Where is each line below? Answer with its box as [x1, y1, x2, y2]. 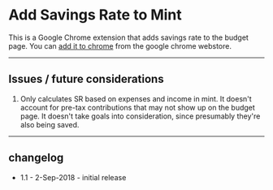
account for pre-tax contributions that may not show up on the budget [19, 102, 256, 112]
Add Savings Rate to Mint [8, 6, 183, 24]
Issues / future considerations [8, 72, 164, 86]
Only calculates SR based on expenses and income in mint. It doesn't [19, 93, 252, 103]
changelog [8, 151, 64, 165]
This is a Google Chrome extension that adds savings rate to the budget [8, 32, 249, 42]
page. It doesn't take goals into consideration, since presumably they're [19, 111, 261, 121]
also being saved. [19, 119, 80, 129]
